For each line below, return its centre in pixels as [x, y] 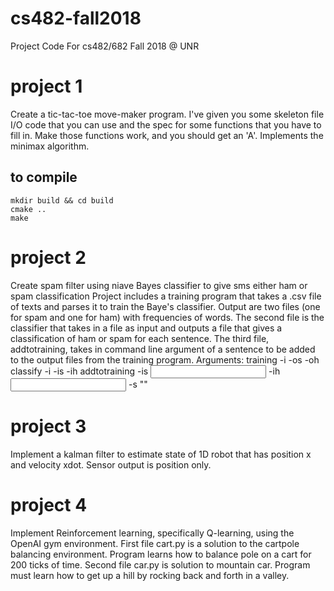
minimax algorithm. [50, 146]
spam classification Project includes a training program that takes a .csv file [166, 296]
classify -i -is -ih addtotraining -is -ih [145, 371]
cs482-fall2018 [76, 18]
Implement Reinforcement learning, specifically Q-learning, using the [152, 533]
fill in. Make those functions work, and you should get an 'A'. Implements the [167, 135]
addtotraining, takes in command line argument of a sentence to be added [163, 349]
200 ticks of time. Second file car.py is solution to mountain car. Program [160, 564]
